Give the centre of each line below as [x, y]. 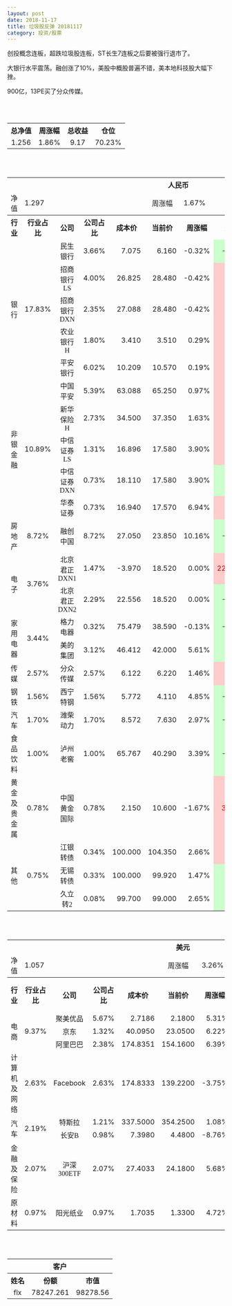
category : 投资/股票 [35, 33]
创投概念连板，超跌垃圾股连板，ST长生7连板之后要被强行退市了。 [100, 53]
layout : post [26, 13]
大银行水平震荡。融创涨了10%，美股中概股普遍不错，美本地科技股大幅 [107, 68]
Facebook [70, 1083]
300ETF [70, 1174]
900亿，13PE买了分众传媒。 [47, 91]
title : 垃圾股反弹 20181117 [45, 26]
